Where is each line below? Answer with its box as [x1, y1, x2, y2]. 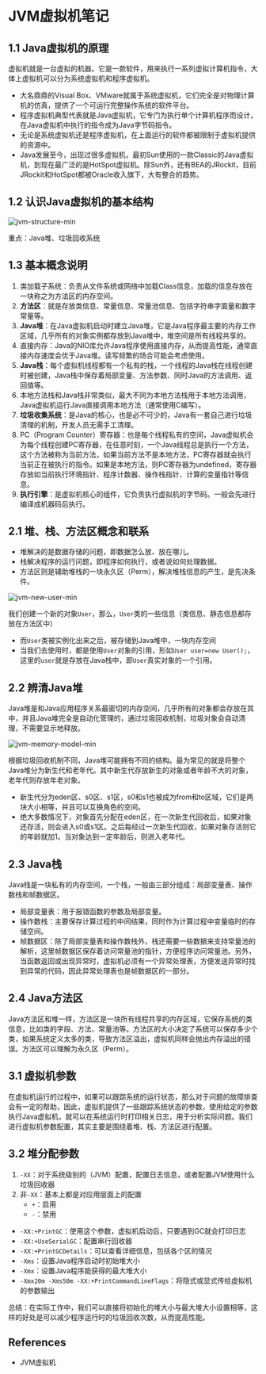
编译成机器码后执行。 [19, 499, 89, 508]
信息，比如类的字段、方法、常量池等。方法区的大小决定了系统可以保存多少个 [8, 1024, 258, 1033]
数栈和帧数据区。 [8, 890, 64, 900]
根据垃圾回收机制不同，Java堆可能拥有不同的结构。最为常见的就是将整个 [8, 756, 246, 765]
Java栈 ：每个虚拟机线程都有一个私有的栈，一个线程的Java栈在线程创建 [19, 360, 253, 369]
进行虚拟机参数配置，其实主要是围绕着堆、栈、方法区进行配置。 [8, 1121, 216, 1131]
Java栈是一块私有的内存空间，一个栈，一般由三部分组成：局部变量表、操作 [8, 880, 253, 890]
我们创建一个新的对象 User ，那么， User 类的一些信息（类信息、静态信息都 [8, 609, 245, 618]
